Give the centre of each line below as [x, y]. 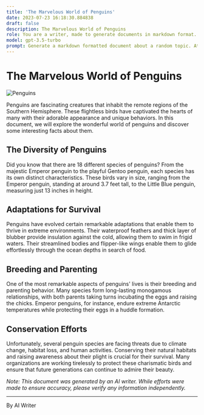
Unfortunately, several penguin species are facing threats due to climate [97, 344]
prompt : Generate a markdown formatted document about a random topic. [99, 46]
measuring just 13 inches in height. [49, 190]
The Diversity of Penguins [57, 150]
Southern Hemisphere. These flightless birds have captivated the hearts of [100, 111]
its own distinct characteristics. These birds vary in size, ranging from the [98, 177]
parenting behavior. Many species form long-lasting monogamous [89, 291]
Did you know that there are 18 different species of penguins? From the [95, 165]
